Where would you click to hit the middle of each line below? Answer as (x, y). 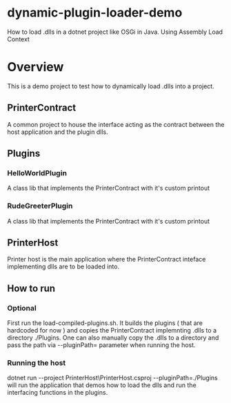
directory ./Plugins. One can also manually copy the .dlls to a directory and (113, 338)
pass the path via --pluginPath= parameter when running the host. (101, 345)
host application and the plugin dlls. (58, 132)
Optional (22, 308)
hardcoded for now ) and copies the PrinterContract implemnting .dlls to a (112, 331)
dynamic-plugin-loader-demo (95, 13)
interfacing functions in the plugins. (58, 393)
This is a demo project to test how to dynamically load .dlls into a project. (111, 86)
